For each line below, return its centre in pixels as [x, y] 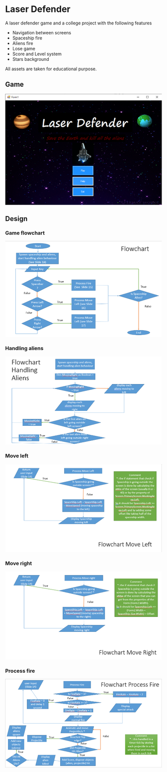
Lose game [24, 48]
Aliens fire [23, 43]
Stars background [31, 59]
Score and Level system [37, 54]
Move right [19, 563]
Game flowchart [25, 233]
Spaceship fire [27, 38]
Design [16, 219]
